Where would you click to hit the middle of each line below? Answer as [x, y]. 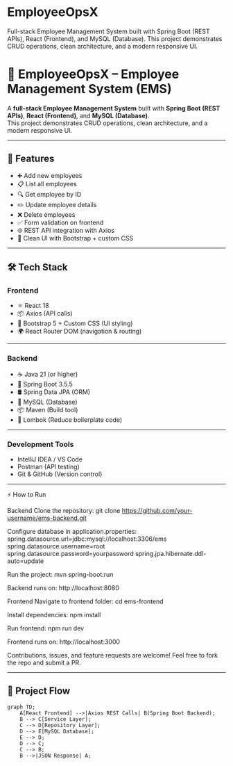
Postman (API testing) [48, 466]
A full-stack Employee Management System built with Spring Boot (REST [114, 108]
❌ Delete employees [46, 214]
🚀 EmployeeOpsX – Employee [93, 74]
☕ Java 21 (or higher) [48, 374]
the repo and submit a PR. [44, 662]
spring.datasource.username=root [56, 546]
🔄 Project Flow [39, 691]
